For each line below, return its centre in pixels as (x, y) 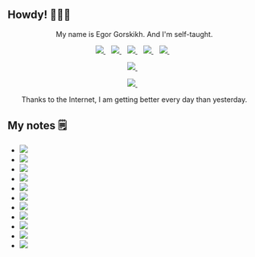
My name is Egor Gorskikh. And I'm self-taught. (134, 34)
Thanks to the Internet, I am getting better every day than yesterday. (134, 99)
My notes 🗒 (37, 126)
